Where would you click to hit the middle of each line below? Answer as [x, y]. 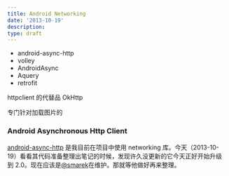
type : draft [25, 33]
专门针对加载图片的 [35, 112]
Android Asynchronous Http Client [67, 131]
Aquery [28, 76]
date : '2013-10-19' [36, 20]
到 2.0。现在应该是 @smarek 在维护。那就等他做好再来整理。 [94, 165]
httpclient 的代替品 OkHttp [45, 97]
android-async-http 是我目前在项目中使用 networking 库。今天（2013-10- [113, 147]
